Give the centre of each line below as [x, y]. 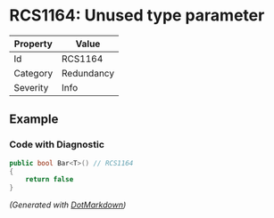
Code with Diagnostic [57, 145]
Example [34, 120]
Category [33, 73]
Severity [31, 87]
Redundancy [87, 73]
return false [50, 180]
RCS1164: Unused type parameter [137, 16]
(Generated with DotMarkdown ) [68, 205]
